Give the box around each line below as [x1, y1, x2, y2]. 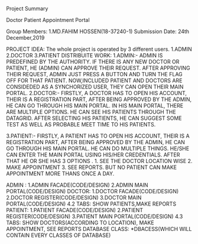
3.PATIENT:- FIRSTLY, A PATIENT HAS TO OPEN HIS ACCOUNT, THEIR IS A [6, 132, 190, 139]
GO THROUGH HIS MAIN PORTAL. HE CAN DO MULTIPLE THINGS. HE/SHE [6, 145, 190, 152]
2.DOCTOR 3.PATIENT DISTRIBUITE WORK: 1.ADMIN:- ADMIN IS [6, 52, 163, 58]
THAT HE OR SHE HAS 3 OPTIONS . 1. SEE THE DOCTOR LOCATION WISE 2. [6, 158, 193, 164]
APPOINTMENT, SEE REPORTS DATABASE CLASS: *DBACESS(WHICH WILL [6, 226, 192, 232]
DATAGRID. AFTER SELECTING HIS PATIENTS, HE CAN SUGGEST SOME [6, 115, 182, 122]
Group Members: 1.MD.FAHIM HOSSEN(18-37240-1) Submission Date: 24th [6, 28, 190, 35]
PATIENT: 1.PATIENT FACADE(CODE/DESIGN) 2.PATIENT [6, 207, 144, 213]
